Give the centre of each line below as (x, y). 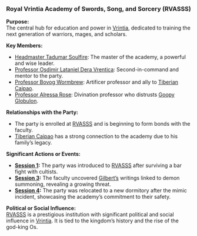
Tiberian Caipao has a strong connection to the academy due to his (96, 136)
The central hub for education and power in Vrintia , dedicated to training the (98, 28)
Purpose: (18, 22)
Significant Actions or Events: (44, 154)
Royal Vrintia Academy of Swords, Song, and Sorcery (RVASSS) (98, 9)
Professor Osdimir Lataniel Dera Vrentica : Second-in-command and (97, 70)
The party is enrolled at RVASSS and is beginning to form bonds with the (102, 124)
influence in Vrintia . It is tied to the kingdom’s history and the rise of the (93, 221)
